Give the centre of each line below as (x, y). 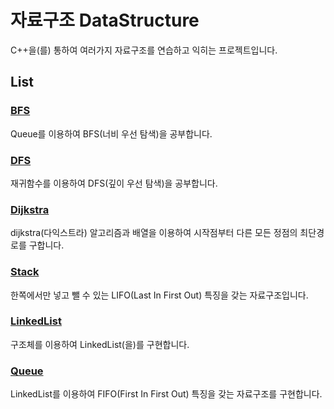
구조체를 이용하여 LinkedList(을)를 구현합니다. (100, 344)
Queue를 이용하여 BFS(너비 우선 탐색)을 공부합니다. (111, 133)
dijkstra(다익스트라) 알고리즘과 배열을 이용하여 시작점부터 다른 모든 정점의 (154, 233)
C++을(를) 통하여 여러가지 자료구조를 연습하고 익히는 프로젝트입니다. (144, 50)
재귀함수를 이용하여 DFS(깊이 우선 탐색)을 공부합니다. (114, 183)
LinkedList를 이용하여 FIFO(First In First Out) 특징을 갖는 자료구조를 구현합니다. (166, 394)
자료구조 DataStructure (105, 20)
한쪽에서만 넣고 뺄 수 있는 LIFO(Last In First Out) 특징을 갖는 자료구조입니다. (159, 295)
